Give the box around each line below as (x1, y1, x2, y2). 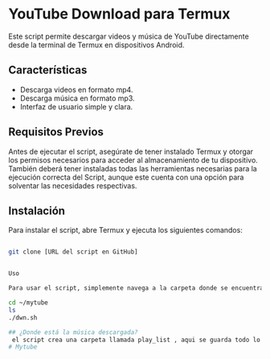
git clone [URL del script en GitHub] (8, 248, 138, 256)
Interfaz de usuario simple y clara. (19, 101, 133, 111)
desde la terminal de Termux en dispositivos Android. (8, 39, 185, 49)
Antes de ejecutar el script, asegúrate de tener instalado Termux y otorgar (8, 146, 254, 156)
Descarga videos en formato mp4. (19, 85, 133, 94)
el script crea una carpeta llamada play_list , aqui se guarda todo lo (11, 336, 261, 344)
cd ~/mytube (8, 299, 48, 307)
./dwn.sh (8, 313, 38, 322)
